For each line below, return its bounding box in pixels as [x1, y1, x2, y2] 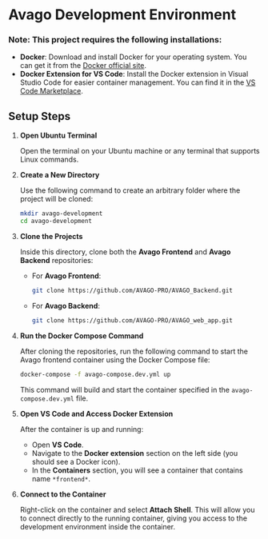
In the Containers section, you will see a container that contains [31, 465, 243, 475]
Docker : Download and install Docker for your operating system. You [19, 52, 247, 62]
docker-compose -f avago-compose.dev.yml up [19, 370, 171, 378]
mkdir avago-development [19, 210, 103, 218]
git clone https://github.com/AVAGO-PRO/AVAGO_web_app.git [31, 316, 234, 325]
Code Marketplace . [19, 86, 84, 96]
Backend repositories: [19, 256, 94, 266]
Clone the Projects [19, 232, 83, 242]
